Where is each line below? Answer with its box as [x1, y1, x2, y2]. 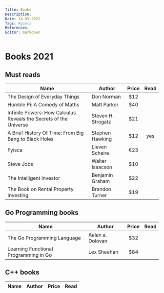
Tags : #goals [5, 21, 32, 26]
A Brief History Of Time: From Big [7, 129, 84, 136]
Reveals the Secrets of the [7, 116, 68, 122]
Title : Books [5, 7, 32, 12]
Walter [91, 158, 107, 164]
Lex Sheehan [88, 248, 119, 255]
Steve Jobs [7, 161, 33, 167]
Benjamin [91, 172, 113, 178]
